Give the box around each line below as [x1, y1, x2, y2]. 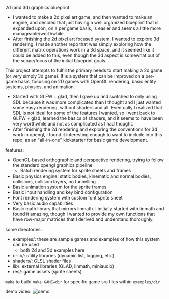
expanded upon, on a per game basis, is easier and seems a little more [12, 25, 161, 31]
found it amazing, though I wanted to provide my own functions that [12, 211, 155, 217]
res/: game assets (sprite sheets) [12, 269, 82, 275]
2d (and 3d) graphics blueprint [5, 5, 70, 10]
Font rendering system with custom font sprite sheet [12, 195, 123, 201]
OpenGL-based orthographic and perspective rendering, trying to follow [12, 157, 164, 163]
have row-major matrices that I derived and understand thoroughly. [12, 216, 154, 222]
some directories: [5, 227, 42, 232]
